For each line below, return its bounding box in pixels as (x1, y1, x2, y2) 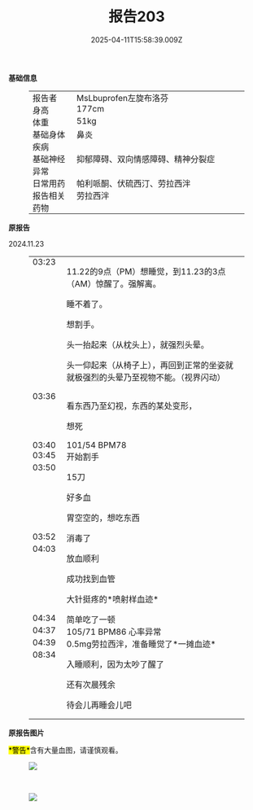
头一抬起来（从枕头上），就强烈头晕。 (66, 339, 210, 350)
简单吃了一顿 (66, 614, 116, 625)
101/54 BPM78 (66, 439, 127, 450)
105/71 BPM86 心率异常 (66, 626, 162, 637)
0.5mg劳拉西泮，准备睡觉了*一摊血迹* (66, 638, 216, 650)
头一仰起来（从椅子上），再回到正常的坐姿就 (66, 359, 234, 370)
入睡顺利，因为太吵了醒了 (66, 659, 165, 670)
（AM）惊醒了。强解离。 (66, 278, 161, 289)
